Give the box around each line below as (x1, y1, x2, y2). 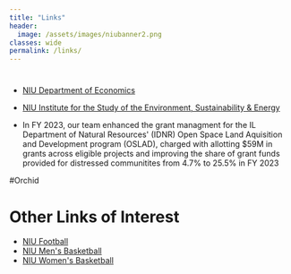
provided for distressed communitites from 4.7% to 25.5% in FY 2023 (21, 158, 279, 168)
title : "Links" (9, 13, 66, 22)
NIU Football (21, 236, 69, 247)
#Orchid (9, 176, 39, 186)
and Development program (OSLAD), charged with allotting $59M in (21, 139, 273, 150)
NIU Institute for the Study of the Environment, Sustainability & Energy (21, 102, 280, 113)
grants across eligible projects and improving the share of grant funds (21, 149, 280, 159)
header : (9, 21, 39, 30)
